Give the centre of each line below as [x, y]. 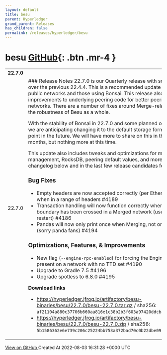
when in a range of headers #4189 [77, 199]
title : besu [17, 14]
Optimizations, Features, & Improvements [87, 245]
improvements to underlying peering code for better [89, 99]
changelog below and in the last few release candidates [93, 166]
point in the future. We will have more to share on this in [93, 136]
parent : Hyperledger [27, 19]
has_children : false [27, 28]
